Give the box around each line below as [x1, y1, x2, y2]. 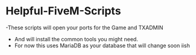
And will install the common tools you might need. [14, 35, 138, 42]
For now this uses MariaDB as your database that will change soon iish [14, 42, 191, 49]
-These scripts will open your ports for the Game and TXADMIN [5, 24, 163, 31]
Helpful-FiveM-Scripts [5, 4, 121, 18]
